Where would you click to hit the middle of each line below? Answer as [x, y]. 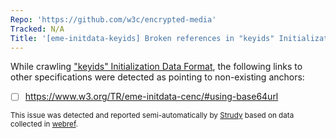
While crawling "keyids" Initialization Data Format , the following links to [156, 67]
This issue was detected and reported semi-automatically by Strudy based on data [152, 116]
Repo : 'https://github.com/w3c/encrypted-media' [113, 19]
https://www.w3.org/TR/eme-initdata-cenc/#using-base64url [151, 97]
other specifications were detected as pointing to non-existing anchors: [157, 77]
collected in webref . [44, 124]
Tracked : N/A [37, 29]
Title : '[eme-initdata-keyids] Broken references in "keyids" [142, 38]
